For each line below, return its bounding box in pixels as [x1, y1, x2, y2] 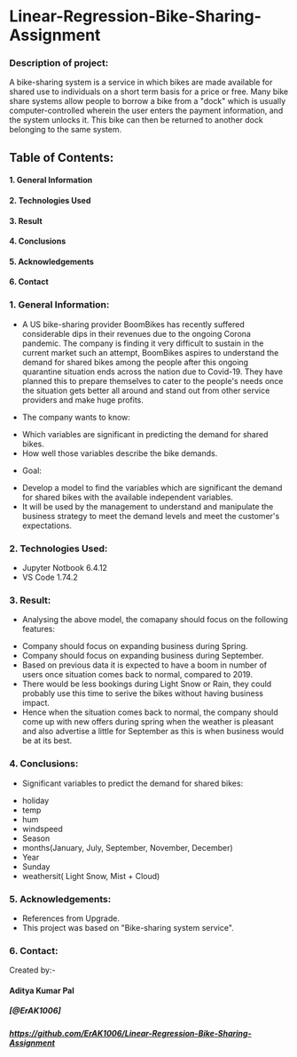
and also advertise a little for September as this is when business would [21, 726, 284, 737]
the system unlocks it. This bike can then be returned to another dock [9, 115, 263, 125]
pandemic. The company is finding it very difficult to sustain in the [21, 338, 264, 348]
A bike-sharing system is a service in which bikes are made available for [9, 77, 273, 88]
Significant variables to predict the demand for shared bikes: [21, 778, 244, 789]
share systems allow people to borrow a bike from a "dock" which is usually [9, 96, 286, 107]
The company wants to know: [21, 412, 131, 422]
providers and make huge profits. [21, 394, 145, 405]
